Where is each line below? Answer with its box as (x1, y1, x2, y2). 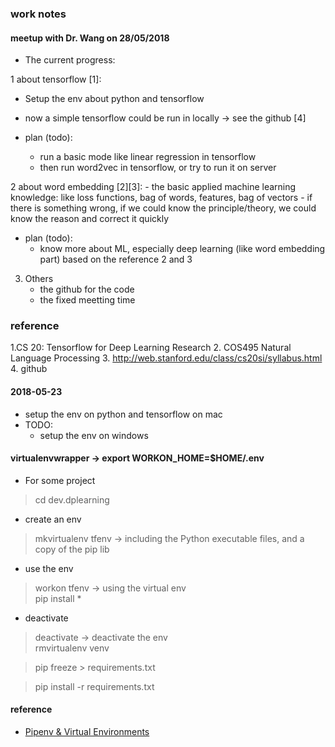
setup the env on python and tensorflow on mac (24, 408, 223, 420)
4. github (10, 363, 48, 375)
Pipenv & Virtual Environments (24, 726, 150, 738)
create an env (24, 513, 82, 525)
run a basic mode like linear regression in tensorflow (39, 151, 257, 163)
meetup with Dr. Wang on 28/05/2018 (10, 32, 170, 44)
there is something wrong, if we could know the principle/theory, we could (10, 202, 317, 214)
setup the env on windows (39, 429, 149, 441)
